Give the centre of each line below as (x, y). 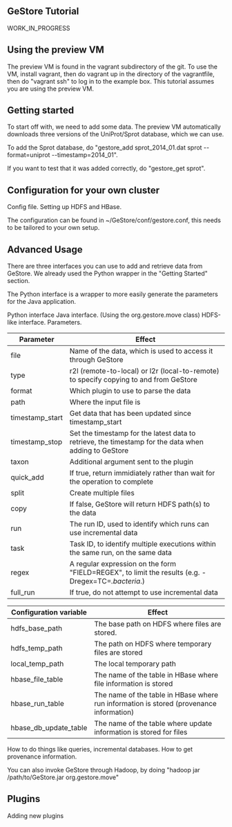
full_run (23, 592)
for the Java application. (42, 302)
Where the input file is (105, 402)
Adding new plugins (36, 815)
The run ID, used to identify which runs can (139, 524)
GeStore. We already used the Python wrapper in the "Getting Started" (108, 273)
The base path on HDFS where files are (158, 624)
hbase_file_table (37, 680)
